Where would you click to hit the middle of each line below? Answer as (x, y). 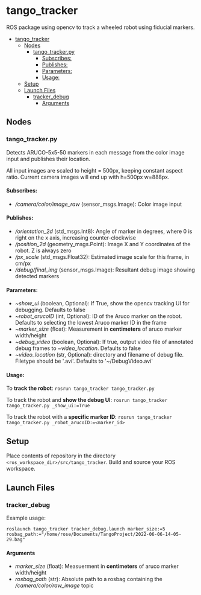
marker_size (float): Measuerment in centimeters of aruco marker (97, 566)
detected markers (37, 276)
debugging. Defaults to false (50, 310)
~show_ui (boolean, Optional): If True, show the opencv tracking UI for (102, 304)
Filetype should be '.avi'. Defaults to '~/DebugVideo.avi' (84, 361)
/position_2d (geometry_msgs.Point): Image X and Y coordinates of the (103, 244)
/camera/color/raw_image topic (54, 585)
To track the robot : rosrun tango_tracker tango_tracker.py (80, 388)
